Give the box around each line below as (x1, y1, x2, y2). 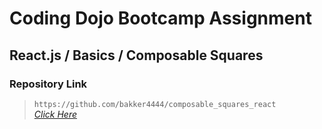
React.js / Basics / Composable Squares (9, 47, 264, 64)
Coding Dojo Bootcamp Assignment (9, 7, 312, 30)
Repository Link (9, 77, 88, 91)
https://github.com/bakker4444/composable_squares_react (33, 99, 277, 109)
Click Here (33, 108, 78, 120)
